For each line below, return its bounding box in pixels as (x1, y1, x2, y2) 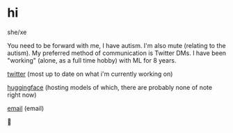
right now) (7, 91, 37, 99)
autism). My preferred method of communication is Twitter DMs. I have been (7, 49, 227, 57)
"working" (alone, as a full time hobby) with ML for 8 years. (7, 56, 177, 64)
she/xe (7, 28, 27, 36)
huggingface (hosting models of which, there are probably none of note (7, 83, 213, 91)
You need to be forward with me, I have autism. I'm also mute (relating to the (7, 41, 226, 49)
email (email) (7, 104, 45, 112)
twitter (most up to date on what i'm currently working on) (7, 70, 173, 78)
